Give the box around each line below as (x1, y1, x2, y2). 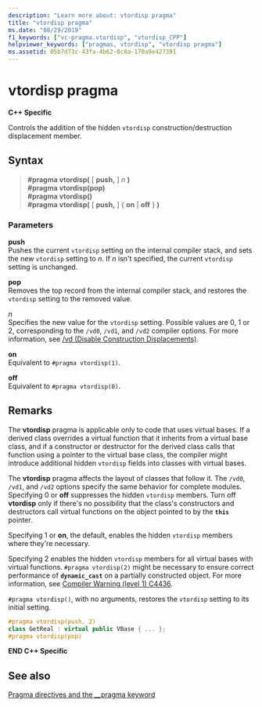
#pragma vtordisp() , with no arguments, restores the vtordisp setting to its (8, 594, 249, 603)
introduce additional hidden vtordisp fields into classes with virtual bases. (8, 458, 247, 468)
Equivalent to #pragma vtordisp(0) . (8, 381, 121, 391)
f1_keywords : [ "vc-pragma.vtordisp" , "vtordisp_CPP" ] (8, 33, 188, 42)
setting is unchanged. (8, 262, 78, 272)
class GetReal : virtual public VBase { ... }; (8, 625, 167, 632)
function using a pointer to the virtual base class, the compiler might (8, 450, 228, 459)
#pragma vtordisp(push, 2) (8, 618, 96, 625)
